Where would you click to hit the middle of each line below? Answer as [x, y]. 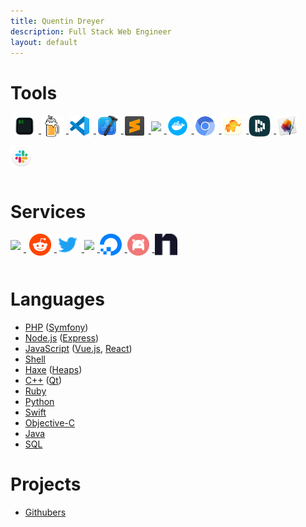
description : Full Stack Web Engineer [91, 31]
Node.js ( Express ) [62, 338]
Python [39, 402]
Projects [46, 484]
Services [48, 211]
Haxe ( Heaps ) [53, 370]
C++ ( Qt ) [43, 381]
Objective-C [50, 423]
